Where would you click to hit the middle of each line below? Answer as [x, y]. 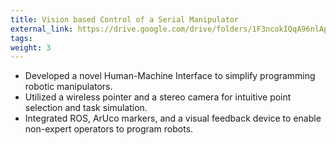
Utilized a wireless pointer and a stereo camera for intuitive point [158, 97]
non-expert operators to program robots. [109, 129]
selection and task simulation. [86, 108]
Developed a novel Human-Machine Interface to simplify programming [170, 76]
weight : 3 [31, 47]
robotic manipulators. [68, 87]
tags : [21, 38]
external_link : [42, 29]
